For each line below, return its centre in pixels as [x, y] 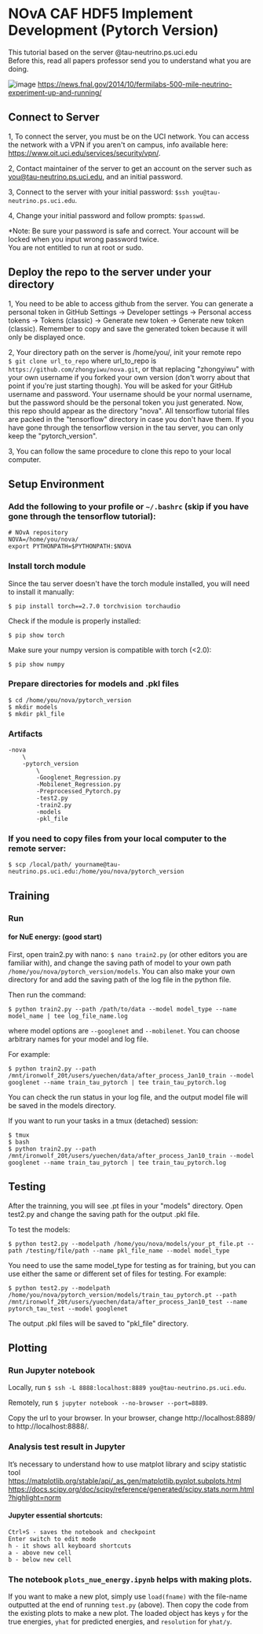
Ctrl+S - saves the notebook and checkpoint [82, 1532]
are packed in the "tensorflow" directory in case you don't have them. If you [131, 419]
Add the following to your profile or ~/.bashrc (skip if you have [128, 506]
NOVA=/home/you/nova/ [44, 540]
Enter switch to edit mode [52, 1539]
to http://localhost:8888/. [48, 1426]
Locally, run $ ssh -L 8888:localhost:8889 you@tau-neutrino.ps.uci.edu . [128, 1388]
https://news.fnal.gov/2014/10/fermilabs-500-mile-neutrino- [135, 84]
